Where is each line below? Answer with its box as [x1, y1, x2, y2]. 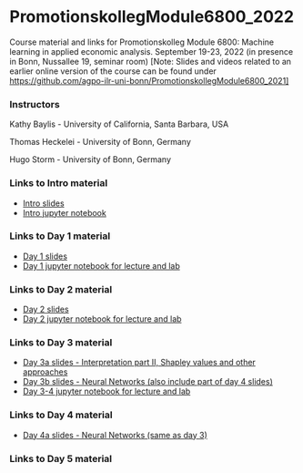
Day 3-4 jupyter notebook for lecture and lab [22, 386, 191, 397]
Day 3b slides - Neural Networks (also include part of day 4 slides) [22, 376, 273, 387]
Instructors [9, 98, 61, 110]
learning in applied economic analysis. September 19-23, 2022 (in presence [9, 46, 294, 57]
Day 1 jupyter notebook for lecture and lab [22, 260, 180, 271]
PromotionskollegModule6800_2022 [9, 6, 294, 27]
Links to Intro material [9, 177, 108, 190]
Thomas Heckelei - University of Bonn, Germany [9, 137, 191, 148]
